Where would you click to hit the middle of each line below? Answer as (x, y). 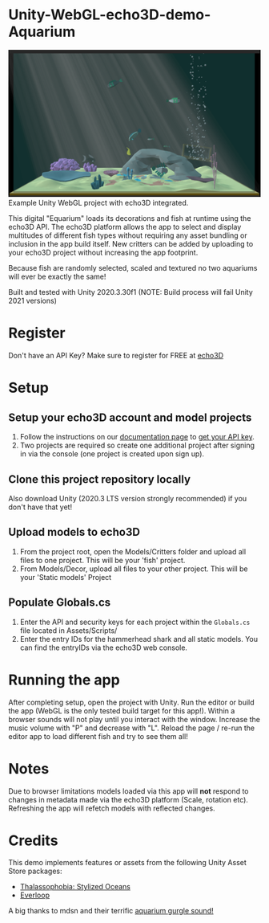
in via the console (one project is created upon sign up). (112, 454)
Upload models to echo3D (74, 532)
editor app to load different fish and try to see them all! (98, 736)
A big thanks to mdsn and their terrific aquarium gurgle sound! (111, 911)
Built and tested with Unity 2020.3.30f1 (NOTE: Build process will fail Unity (131, 292)
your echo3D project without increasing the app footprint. (103, 253)
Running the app (64, 680)
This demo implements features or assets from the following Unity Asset (127, 863)
